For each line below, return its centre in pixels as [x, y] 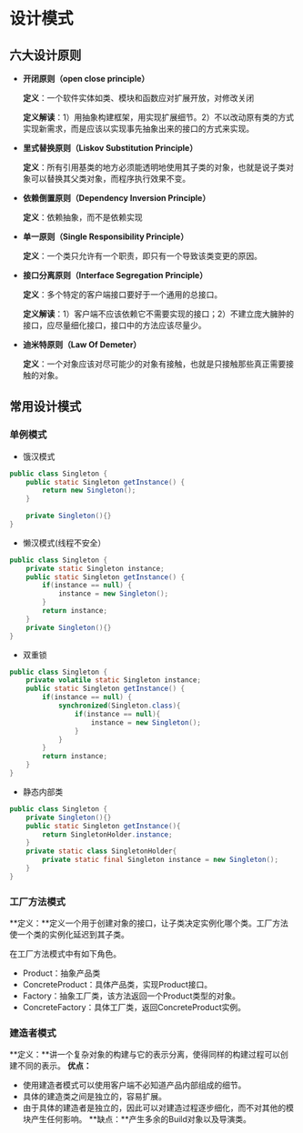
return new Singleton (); [89, 491]
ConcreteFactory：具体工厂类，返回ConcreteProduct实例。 [134, 1008]
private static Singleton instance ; [96, 568]
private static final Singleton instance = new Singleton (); [161, 860]
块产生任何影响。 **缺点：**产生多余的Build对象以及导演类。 [137, 1119]
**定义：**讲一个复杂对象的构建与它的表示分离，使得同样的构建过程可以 [145, 1055]
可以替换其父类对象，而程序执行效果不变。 [111, 179]
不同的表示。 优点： [54, 1066]
